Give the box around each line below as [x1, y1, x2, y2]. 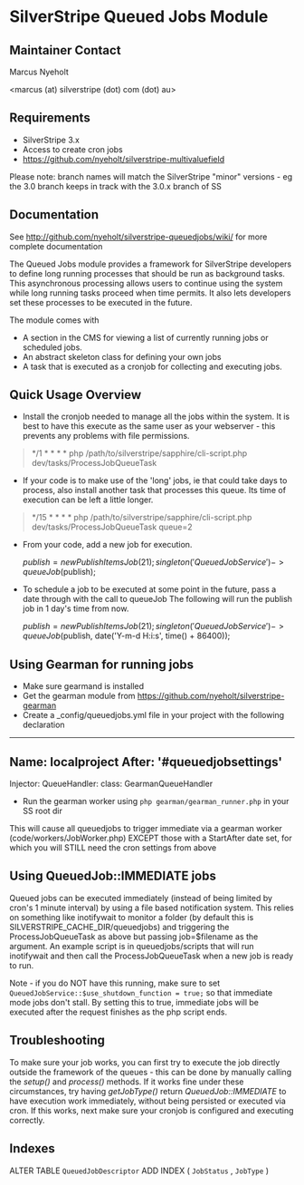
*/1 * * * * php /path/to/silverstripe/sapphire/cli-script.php [31, 448, 248, 459]
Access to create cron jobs [22, 143, 124, 155]
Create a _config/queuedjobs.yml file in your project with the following [22, 710, 285, 721]
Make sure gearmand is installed [22, 681, 145, 692]
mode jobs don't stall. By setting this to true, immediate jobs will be [9, 996, 260, 1007]
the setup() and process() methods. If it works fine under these [9, 1076, 244, 1087]
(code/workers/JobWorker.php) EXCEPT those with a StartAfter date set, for [9, 832, 292, 844]
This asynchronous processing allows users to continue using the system [9, 277, 283, 288]
